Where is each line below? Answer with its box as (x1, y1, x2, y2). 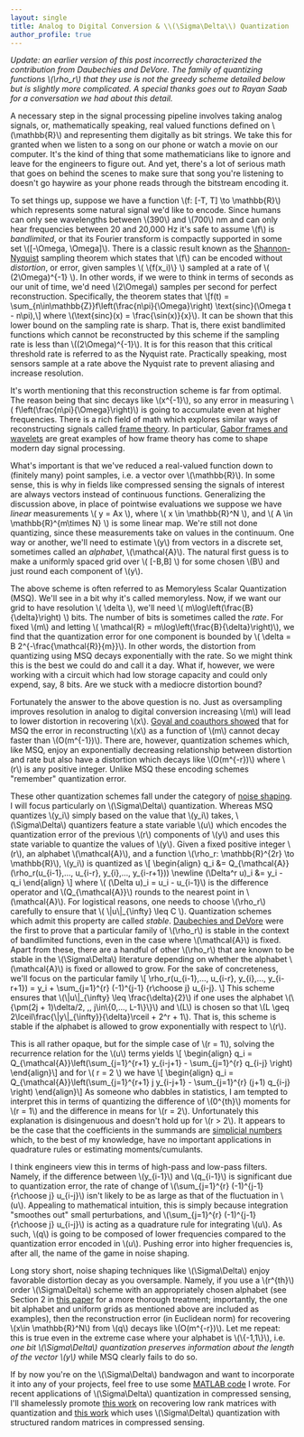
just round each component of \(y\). (10, 566, 143, 577)
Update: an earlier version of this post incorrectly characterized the (10, 55, 263, 66)
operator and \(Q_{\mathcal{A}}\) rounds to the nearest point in (10, 886, 244, 898)
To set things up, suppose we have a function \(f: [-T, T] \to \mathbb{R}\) (10, 195, 281, 206)
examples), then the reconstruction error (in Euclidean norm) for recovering (10, 1313, 291, 1324)
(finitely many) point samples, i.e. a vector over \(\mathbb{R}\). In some (10, 470, 276, 481)
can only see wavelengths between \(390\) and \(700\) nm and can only (10, 214, 279, 226)
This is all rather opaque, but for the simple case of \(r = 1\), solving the (10, 1039, 275, 1050)
